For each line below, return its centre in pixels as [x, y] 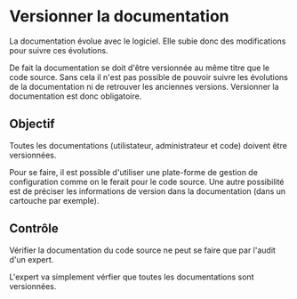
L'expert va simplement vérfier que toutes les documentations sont [132, 277]
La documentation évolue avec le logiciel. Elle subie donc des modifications [148, 41]
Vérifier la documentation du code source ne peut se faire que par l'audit [142, 250]
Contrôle [34, 229]
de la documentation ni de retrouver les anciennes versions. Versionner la [144, 86]
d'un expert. [32, 259]
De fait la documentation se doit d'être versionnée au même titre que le [140, 68]
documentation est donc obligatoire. [76, 96]
